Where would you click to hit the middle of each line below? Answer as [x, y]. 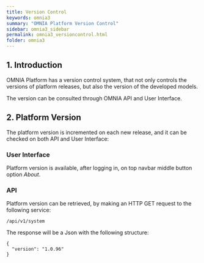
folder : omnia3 [26, 40]
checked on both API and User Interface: [58, 139]
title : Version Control [37, 12]
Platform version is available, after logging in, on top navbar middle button [99, 168]
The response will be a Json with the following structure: [78, 232]
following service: [29, 210]
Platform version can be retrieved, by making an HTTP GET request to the [99, 204]
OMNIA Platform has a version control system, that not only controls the [97, 80]
